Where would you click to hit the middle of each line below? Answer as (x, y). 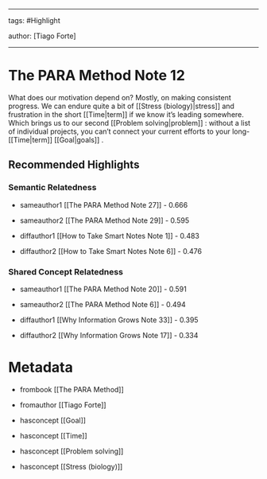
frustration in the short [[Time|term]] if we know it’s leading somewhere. (126, 114)
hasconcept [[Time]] (53, 435)
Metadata (41, 368)
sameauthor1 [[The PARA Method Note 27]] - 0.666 (104, 204)
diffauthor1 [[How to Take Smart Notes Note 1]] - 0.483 (110, 236)
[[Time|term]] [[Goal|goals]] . (56, 139)
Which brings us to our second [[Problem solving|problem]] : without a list (130, 123)
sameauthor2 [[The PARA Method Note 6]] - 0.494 (103, 304)
